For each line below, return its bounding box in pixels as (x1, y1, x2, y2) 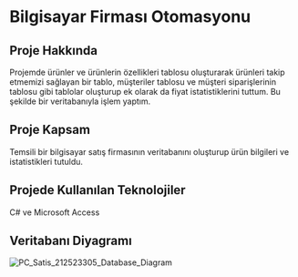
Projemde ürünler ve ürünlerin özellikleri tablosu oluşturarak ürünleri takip (9, 67, 285, 77)
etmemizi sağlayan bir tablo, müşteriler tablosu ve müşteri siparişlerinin (9, 77, 277, 87)
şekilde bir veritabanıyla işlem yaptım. (9, 96, 151, 107)
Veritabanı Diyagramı (9, 233, 132, 249)
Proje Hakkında (9, 43, 98, 58)
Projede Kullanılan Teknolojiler (9, 182, 186, 198)
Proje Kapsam (9, 122, 91, 138)
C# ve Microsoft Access (9, 207, 100, 218)
